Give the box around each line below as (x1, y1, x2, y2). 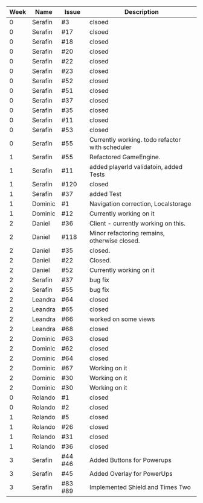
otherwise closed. (89, 236, 140, 245)
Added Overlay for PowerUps (89, 470, 173, 478)
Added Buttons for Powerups (89, 456, 172, 464)
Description (124, 8, 159, 16)
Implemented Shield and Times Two (89, 483, 192, 491)
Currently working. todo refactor (89, 136, 181, 144)
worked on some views (89, 315, 155, 323)
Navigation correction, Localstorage (89, 200, 192, 207)
